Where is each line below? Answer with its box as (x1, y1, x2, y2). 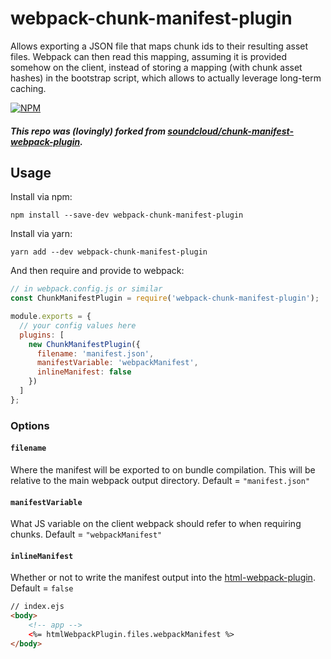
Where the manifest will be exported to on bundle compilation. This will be (10, 463, 316, 476)
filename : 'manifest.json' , (36, 348, 155, 359)
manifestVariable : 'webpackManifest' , (36, 358, 199, 368)
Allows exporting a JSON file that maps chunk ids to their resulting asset (10, 40, 309, 52)
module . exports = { (10, 312, 92, 322)
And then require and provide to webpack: (10, 265, 185, 277)
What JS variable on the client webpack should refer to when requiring (10, 518, 302, 530)
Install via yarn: (10, 228, 73, 240)
